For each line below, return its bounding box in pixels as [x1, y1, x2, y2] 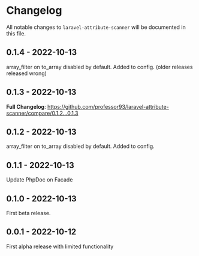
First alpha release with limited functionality [6, 243, 114, 250]
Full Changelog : [6, 103, 46, 110]
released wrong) [6, 70, 47, 77]
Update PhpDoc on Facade [6, 176, 73, 183]
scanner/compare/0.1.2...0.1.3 [6, 109, 79, 117]
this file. [6, 29, 26, 37]
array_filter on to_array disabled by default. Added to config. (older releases [6, 63, 193, 70]
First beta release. [6, 210, 51, 216]
